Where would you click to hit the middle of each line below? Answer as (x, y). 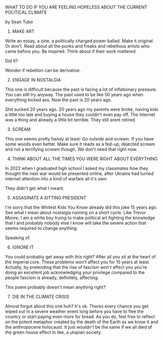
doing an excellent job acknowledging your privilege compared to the (75, 272)
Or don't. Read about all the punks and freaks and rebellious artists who (78, 46)
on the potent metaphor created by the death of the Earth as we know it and (81, 322)
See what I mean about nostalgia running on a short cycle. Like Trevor (75, 212)
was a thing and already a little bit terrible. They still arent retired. (70, 120)
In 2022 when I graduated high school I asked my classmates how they (77, 168)
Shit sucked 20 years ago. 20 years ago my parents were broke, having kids (82, 109)
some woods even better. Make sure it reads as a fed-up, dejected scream (80, 144)
